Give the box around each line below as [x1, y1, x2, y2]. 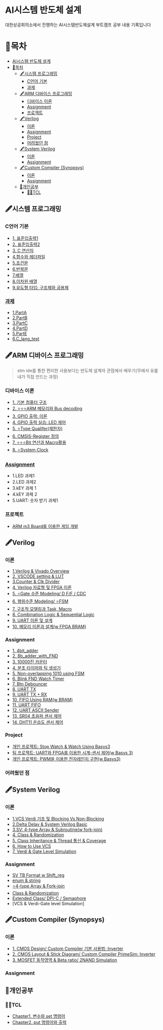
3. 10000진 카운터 [12, 658, 48, 664]
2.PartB [12, 314, 28, 321]
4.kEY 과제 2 [12, 492, 38, 497]
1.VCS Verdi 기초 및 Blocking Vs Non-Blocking [12, 816, 105, 822]
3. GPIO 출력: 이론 [12, 413, 48, 419]
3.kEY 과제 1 [12, 485, 37, 491]
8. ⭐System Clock [12, 447, 49, 453]
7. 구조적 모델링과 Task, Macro [12, 606, 72, 612]
